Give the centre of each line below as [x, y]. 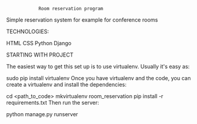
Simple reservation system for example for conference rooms [82, 20]
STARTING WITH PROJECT [40, 55]
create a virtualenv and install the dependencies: [67, 85]
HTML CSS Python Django [39, 43]
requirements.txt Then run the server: [53, 103]
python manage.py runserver [42, 114]
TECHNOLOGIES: [28, 31]
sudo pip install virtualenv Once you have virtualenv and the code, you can [98, 78]
